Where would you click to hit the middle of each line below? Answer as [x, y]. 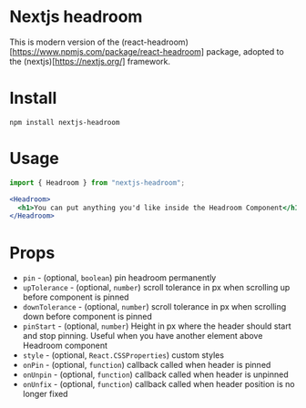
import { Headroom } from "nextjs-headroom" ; [97, 183]
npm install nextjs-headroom [65, 122]
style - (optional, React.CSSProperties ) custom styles [123, 355]
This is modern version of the [65, 42]
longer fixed [45, 394]
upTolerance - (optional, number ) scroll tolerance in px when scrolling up [156, 288]
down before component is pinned [87, 317]
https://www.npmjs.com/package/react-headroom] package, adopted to [148, 51]
